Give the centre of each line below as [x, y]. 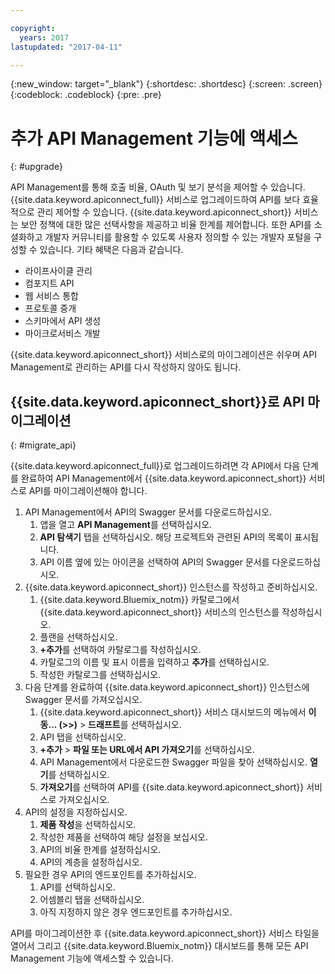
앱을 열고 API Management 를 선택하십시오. [126, 525]
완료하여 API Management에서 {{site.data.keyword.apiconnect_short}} [163, 478]
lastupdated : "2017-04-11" [66, 47]
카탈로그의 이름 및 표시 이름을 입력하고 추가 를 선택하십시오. [154, 662]
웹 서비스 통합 [51, 296]
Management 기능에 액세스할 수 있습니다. [92, 958]
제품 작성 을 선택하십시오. [88, 825]
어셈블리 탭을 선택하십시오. [92, 900]
